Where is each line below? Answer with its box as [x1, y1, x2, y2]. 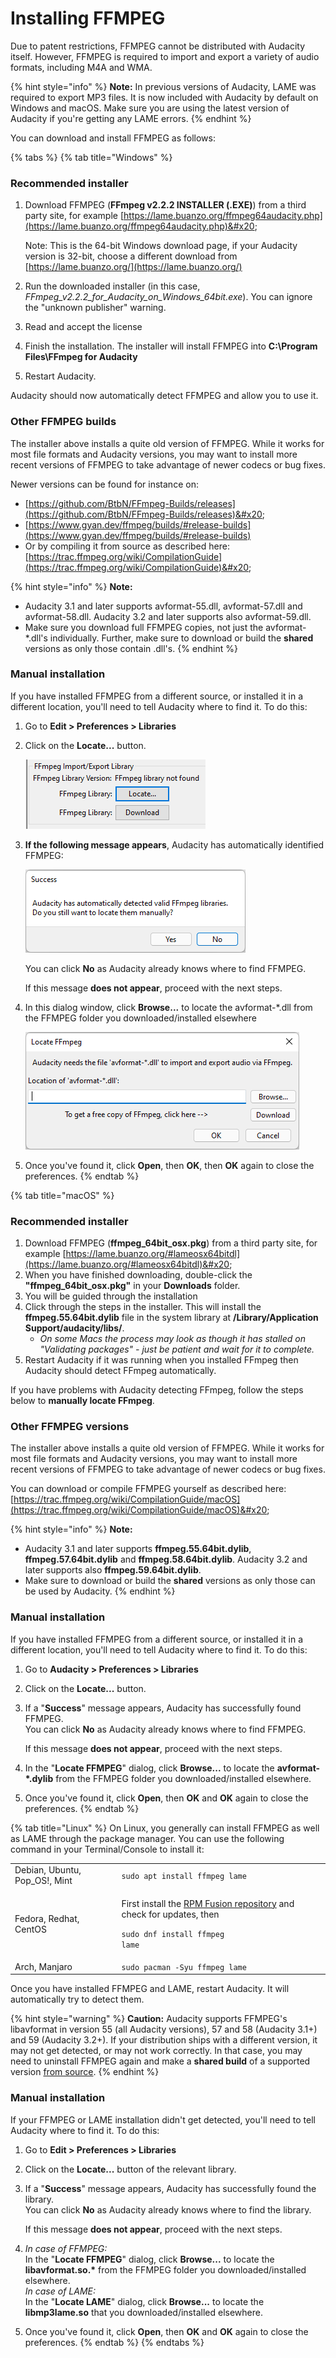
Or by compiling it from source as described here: [24, 540, 230, 552]
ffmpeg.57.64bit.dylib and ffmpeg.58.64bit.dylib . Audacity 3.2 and [24, 1553, 308, 1566]
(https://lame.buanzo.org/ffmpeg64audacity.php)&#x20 [24, 220, 255, 232]
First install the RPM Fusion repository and [121, 1897, 295, 1909]
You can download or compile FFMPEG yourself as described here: [10, 1483, 287, 1495]
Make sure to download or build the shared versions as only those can [24, 1575, 316, 1587]
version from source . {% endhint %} [10, 2066, 160, 2078]
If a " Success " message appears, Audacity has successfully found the [24, 2182, 317, 2194]
